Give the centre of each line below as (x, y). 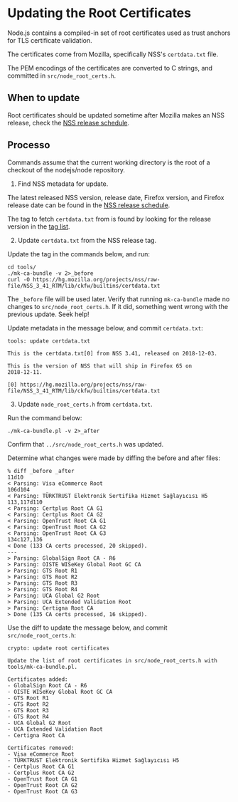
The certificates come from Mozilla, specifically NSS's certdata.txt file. (113, 54)
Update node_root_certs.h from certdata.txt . (85, 404)
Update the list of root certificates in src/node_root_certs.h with (113, 660)
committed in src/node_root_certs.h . (61, 75)
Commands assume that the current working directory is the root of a (109, 162)
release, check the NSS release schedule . (69, 123)
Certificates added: (38, 679)
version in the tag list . (39, 226)
